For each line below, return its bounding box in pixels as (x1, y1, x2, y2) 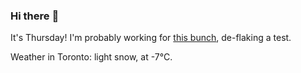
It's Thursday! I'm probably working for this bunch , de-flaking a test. (10, 32, 292, 44)
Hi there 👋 (10, 9, 60, 23)
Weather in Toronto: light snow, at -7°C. (10, 51, 173, 63)
